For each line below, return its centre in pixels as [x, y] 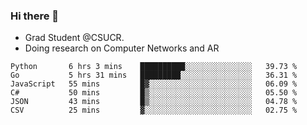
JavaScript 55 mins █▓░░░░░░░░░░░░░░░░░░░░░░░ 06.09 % [154, 84]
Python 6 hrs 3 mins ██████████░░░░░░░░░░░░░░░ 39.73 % [154, 67]
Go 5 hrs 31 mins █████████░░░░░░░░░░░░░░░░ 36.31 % [154, 75]
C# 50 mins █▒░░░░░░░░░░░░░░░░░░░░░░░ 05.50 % [154, 93]
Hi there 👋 [35, 16]
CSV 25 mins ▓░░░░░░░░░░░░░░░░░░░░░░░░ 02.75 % [154, 110]
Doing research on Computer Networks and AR [122, 48]
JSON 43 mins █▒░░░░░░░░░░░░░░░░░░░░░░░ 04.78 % [154, 102]
